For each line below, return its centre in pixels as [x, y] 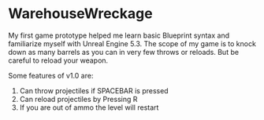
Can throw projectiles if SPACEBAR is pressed [94, 90]
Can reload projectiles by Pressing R [78, 99]
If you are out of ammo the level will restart [89, 107]
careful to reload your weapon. [58, 60]
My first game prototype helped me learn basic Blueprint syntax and [119, 35]
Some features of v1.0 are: [51, 75]
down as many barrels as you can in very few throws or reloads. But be [123, 52]
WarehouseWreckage [80, 14]
